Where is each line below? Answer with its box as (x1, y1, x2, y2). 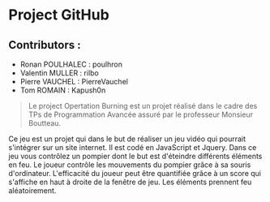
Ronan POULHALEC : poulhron (19, 59, 123, 69)
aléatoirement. (8, 186, 57, 196)
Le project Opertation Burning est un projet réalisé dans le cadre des (28, 101, 258, 110)
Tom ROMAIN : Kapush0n (19, 85, 106, 95)
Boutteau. (28, 118, 62, 127)
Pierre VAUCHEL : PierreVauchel (19, 77, 128, 86)
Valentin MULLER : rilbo (19, 68, 99, 78)
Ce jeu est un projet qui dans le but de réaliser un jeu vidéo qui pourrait (8, 134, 246, 144)
